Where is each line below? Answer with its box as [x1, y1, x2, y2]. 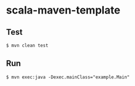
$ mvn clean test [6, 42, 49, 48]
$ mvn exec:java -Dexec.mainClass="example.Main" [6, 74, 130, 80]
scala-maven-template [6, 4, 120, 17]
